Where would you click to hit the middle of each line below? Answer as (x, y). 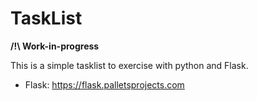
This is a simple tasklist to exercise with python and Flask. (129, 65)
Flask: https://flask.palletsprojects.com (104, 84)
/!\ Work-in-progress (55, 46)
